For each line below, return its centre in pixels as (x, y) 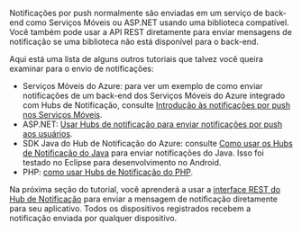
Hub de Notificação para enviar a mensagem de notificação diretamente (143, 199)
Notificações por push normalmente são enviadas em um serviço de (136, 13)
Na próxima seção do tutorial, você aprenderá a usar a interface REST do (145, 189)
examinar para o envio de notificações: (82, 68)
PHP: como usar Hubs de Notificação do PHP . (108, 172)
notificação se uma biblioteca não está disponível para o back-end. (134, 41)
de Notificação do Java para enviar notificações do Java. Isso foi (143, 153)
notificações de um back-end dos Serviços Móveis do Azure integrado (154, 95)
